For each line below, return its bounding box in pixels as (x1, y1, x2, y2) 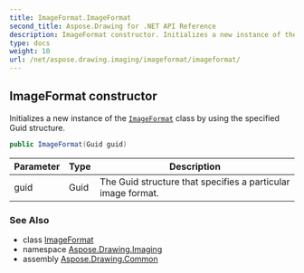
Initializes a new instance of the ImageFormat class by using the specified (9, 112, 280, 123)
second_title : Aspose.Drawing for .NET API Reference (9, 22, 217, 31)
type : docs (9, 38, 51, 48)
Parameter (14, 160, 61, 173)
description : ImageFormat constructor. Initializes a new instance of (9, 30, 281, 39)
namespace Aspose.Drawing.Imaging (22, 243, 163, 254)
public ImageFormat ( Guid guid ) (9, 139, 128, 149)
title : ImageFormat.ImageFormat (9, 13, 131, 23)
